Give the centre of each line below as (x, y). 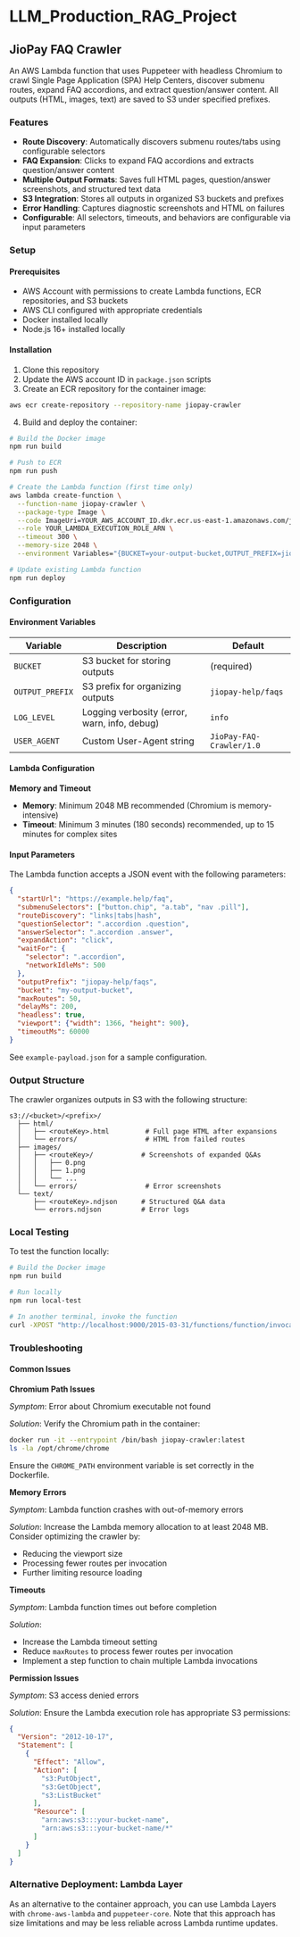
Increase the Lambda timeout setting (90, 1642)
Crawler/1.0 (235, 745)
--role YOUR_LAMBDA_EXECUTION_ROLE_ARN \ (96, 528)
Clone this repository (61, 370)
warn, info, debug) (121, 723)
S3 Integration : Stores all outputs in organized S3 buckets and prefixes (153, 199)
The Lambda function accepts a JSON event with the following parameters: (148, 874)
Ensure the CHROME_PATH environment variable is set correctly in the (132, 1465)
